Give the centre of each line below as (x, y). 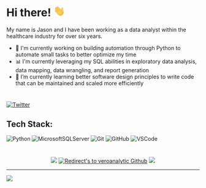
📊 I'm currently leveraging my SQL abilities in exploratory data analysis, (106, 62)
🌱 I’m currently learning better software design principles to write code (105, 77)
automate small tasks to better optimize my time (76, 55)
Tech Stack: (30, 124)
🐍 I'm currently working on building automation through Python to (98, 48)
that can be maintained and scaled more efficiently (79, 83)
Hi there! (29, 13)
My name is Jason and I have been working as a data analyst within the (97, 30)
